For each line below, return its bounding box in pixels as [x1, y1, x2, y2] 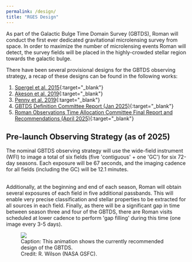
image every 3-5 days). [6, 220, 63, 228]
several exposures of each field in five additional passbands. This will [6, 189, 174, 196]
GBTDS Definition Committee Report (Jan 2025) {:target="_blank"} [14, 102, 174, 109]
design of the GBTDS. [20, 244, 73, 251]
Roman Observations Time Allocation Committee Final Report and [14, 109, 173, 116]
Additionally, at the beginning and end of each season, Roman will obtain [6, 184, 181, 191]
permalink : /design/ [6, 8, 57, 15]
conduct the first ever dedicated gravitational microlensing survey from [6, 36, 178, 43]
